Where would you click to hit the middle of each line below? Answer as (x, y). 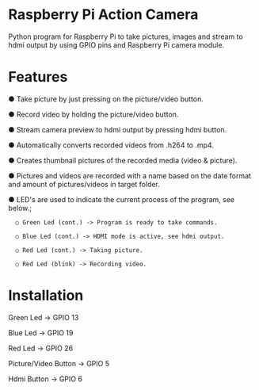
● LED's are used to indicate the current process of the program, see (122, 199)
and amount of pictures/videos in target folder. (84, 184)
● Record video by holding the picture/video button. (93, 114)
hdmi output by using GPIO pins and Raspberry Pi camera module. (116, 44)
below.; (20, 208)
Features (38, 77)
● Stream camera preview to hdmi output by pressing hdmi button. (118, 129)
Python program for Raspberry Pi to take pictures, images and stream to (126, 36)
